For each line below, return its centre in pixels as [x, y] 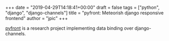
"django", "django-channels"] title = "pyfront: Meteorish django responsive [85, 13]
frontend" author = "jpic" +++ [37, 18]
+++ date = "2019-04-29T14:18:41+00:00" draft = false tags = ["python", [82, 7]
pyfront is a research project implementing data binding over [69, 28]
